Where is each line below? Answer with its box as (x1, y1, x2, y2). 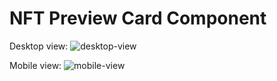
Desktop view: (9, 40, 69, 52)
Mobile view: (9, 59, 62, 71)
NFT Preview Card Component (9, 7, 267, 30)
